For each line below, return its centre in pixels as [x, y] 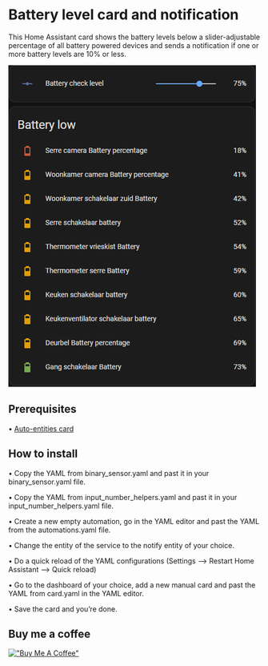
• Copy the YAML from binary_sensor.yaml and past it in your [109, 473]
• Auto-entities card [41, 428]
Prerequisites [42, 409]
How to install [43, 454]
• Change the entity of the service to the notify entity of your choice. [121, 545]
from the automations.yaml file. [60, 530]
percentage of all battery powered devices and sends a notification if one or [134, 45]
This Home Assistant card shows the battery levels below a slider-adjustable [134, 37]
